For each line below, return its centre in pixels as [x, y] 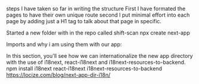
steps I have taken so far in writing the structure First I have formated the [96, 9]
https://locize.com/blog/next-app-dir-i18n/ [58, 75]
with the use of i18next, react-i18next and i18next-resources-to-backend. [96, 62]
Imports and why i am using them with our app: [64, 44]
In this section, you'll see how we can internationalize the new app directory [99, 56]
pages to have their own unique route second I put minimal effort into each [98, 15]
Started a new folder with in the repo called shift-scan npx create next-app [98, 33]
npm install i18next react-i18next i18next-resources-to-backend [84, 69]
